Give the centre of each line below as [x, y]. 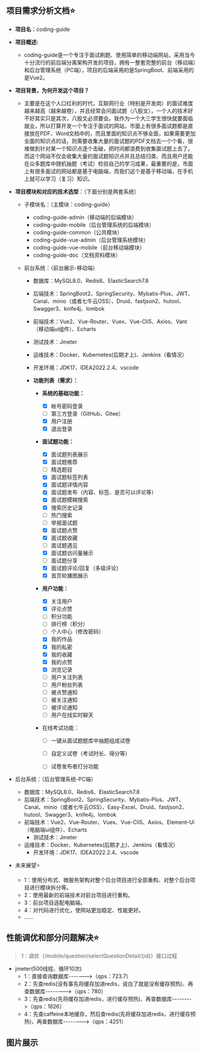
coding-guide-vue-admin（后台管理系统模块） [91, 240]
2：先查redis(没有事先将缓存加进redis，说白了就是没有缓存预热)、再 [109, 984]
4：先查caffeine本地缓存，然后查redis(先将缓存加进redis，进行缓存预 [110, 1014]
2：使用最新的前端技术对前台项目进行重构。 [79, 895]
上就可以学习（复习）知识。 [58, 179]
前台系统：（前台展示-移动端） [61, 268]
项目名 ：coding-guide [43, 29]
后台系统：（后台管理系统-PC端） [55, 779]
